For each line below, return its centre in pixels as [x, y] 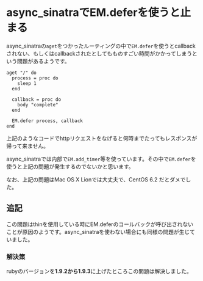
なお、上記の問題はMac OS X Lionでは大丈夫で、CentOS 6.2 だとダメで [96, 179]
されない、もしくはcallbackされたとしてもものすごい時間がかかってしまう [99, 53]
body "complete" [38, 104]
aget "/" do [21, 73]
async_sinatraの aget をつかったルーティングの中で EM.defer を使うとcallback [101, 46]
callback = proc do [37, 99]
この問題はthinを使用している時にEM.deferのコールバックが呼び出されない [100, 224]
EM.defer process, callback [48, 121]
